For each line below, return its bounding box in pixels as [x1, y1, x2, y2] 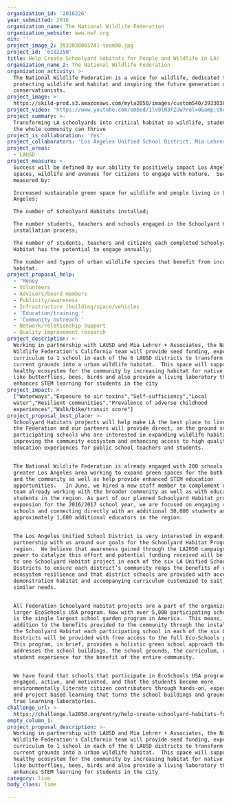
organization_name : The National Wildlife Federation [7, 23, 165, 30]
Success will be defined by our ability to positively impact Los [13, 163, 208, 171]
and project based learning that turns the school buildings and [13, 691, 205, 699]
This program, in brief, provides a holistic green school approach [13, 641, 214, 648]
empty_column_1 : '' [7, 717, 63, 724]
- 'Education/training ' [13, 310, 85, 317]
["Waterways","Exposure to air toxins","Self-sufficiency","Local [13, 393, 208, 400]
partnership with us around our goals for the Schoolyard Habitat [13, 539, 208, 546]
